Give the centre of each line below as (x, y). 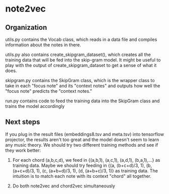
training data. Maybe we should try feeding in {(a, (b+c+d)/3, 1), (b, (82, 165)
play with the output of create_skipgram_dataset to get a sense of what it (81, 65)
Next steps (23, 122)
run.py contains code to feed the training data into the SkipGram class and (82, 101)
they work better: (23, 150)
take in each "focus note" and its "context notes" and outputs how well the (83, 86)
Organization (26, 27)
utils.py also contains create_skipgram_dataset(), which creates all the (78, 54)
